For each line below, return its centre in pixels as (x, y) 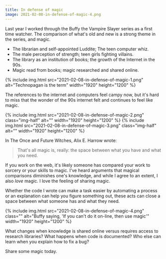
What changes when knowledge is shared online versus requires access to (82, 231)
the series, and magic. (28, 39)
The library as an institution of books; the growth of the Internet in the (83, 59)
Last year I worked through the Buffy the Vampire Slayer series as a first (79, 28)
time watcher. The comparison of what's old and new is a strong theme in (80, 34)
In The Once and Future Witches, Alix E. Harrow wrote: (61, 140)
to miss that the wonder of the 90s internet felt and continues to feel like (79, 100)
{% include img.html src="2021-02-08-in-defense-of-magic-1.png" (74, 80)
